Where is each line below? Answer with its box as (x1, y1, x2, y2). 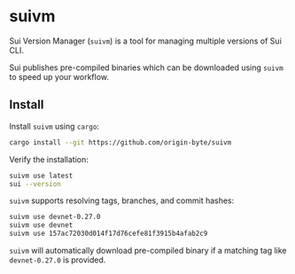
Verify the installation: (9, 153, 89, 165)
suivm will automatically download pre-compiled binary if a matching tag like (9, 246, 287, 255)
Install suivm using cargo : (9, 121, 100, 131)
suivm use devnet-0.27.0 (9, 213, 101, 222)
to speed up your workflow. (9, 71, 109, 82)
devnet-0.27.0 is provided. (9, 254, 106, 265)
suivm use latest (9, 171, 74, 180)
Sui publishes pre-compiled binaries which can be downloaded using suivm (9, 62, 283, 73)
